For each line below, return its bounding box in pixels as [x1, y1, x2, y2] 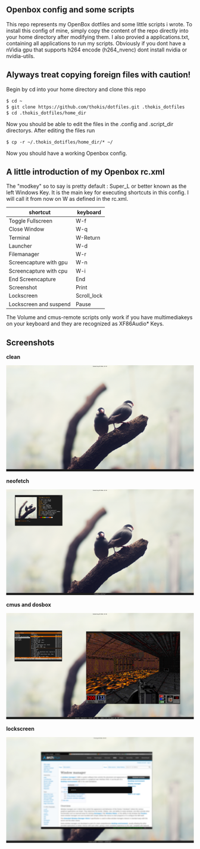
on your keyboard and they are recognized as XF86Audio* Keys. [6, 320, 164, 328]
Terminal [8, 234, 30, 241]
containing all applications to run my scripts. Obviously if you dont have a [6, 39, 186, 47]
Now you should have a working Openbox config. [6, 149, 127, 157]
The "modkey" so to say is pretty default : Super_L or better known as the [6, 182, 187, 190]
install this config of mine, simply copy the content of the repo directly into [6, 27, 189, 34]
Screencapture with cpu [8, 267, 68, 274]
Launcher [8, 242, 33, 249]
